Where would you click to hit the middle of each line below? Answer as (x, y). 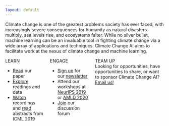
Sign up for (69, 71)
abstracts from (28, 113)
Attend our (68, 81)
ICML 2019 (24, 118)
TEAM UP (105, 60)
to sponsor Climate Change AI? (127, 77)
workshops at (71, 87)
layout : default (22, 10)
